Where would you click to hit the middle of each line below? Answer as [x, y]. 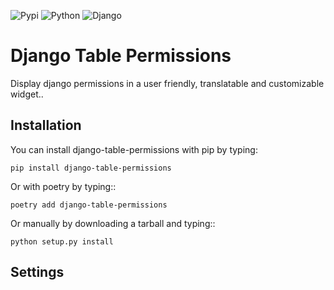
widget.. [27, 94]
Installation [46, 125]
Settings [37, 272]
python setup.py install [62, 241]
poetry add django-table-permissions [89, 205]
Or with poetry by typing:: [63, 186]
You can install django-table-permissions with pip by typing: [134, 149]
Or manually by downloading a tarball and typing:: [113, 223]
